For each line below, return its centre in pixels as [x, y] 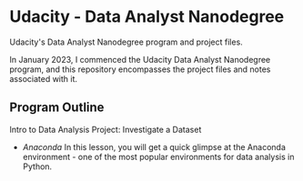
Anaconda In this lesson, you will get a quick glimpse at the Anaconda [154, 146]
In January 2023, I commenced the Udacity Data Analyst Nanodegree [140, 59]
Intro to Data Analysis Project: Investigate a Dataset [106, 129]
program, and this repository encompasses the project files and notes [140, 69]
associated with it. [44, 78]
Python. [37, 166]
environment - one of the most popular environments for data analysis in [158, 156]
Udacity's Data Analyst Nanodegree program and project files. [126, 42]
